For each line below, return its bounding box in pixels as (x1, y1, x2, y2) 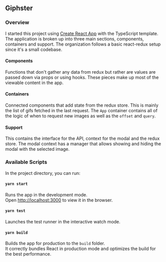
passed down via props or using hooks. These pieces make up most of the (5, 74, 159, 80)
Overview (5, 19, 29, 26)
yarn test (5, 208, 26, 213)
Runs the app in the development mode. (5, 191, 87, 197)
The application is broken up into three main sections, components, (5, 36, 144, 42)
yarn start (5, 181, 28, 187)
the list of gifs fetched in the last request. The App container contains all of (5, 108, 157, 114)
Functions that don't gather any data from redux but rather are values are (5, 69, 156, 75)
